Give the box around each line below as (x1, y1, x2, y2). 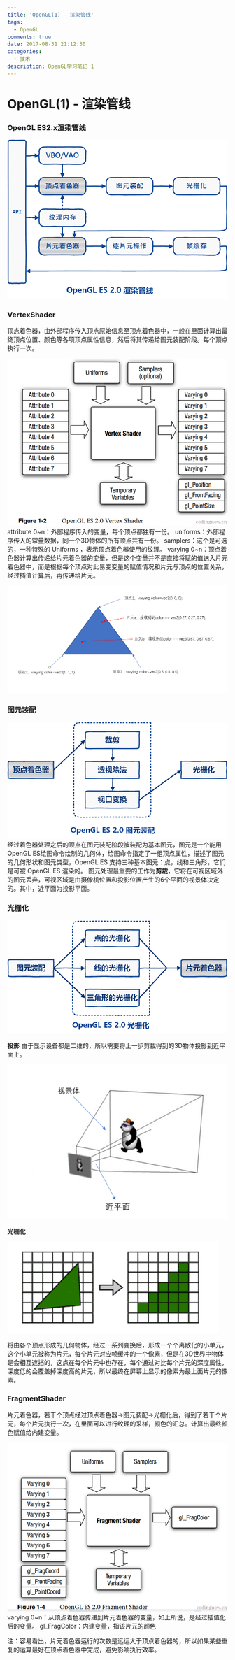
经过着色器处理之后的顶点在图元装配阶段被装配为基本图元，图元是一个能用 (7, 840, 222, 849)
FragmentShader (7, 1394, 66, 1403)
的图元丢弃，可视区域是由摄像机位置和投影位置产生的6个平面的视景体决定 (7, 875, 220, 884)
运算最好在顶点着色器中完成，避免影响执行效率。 (19, 1645, 161, 1654)
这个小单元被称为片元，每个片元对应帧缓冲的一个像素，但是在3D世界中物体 (7, 1350, 224, 1358)
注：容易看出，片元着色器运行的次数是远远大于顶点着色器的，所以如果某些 (7, 1637, 222, 1645)
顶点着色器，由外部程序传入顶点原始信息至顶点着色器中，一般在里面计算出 (7, 326, 222, 335)
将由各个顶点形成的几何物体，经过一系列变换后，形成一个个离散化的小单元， (7, 1341, 228, 1350)
